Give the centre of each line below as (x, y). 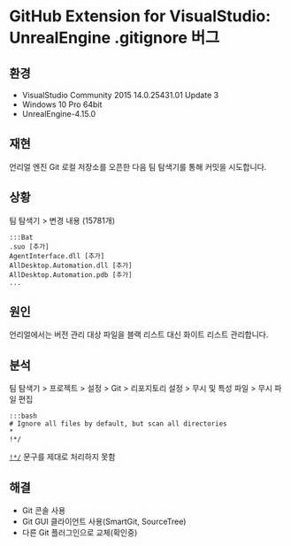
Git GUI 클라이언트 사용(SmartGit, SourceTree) (104, 522)
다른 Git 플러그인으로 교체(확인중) (80, 533)
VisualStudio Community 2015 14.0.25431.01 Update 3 (120, 95)
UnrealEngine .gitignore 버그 (115, 38)
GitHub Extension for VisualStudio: (140, 16)
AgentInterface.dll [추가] (57, 256)
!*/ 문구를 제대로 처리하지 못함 (62, 457)
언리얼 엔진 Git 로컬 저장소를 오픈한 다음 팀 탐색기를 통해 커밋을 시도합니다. (138, 166)
